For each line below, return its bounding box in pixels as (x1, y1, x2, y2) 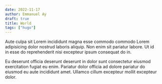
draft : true (5, 16, 29, 21)
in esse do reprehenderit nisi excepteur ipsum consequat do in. (5, 49, 132, 55)
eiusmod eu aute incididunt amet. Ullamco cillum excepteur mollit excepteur (5, 69, 157, 75)
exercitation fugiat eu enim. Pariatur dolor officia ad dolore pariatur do (5, 64, 145, 70)
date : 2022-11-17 (5, 7, 40, 12)
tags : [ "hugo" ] (5, 25, 36, 30)
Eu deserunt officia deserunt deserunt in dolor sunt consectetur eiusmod (5, 59, 151, 64)
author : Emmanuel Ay (5, 12, 47, 17)
